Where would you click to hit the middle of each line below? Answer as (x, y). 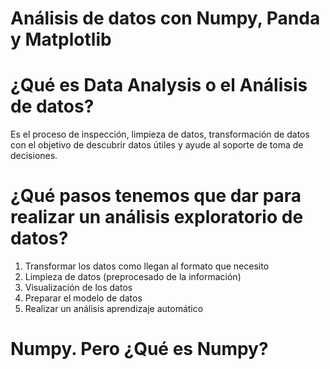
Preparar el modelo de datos (83, 298)
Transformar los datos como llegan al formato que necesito (147, 266)
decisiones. (34, 156)
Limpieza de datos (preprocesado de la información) (133, 277)
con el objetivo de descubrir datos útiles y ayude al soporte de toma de (157, 145)
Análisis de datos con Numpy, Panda (165, 18)
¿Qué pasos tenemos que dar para (156, 196)
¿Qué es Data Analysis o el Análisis (159, 85)
